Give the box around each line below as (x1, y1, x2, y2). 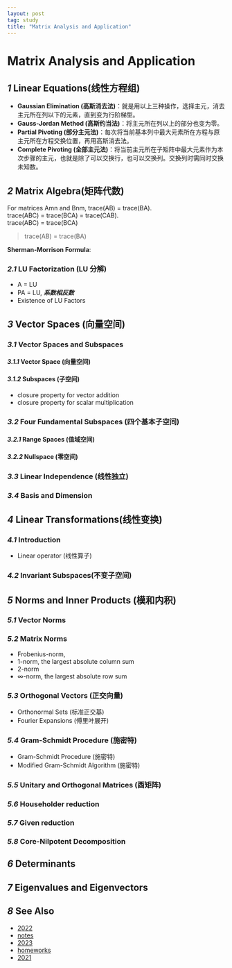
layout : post (7, 10, 45, 17)
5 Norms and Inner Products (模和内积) (7, 594, 177, 606)
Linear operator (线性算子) (17, 551, 92, 560)
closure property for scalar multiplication (17, 398, 134, 406)
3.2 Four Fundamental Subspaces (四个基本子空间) (7, 417, 180, 426)
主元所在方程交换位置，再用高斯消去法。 (17, 137, 133, 145)
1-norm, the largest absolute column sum (17, 657, 135, 665)
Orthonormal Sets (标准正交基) (17, 708, 105, 716)
